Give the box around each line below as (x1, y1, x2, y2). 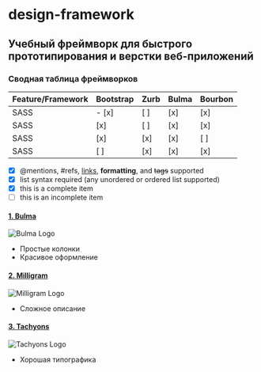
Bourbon (200, 93, 234, 104)
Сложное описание (19, 303, 85, 313)
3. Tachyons (8, 322, 50, 332)
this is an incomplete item (19, 192, 104, 203)
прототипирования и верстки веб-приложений (8, 49, 255, 63)
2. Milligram (8, 271, 48, 280)
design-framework (8, 6, 134, 24)
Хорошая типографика (19, 355, 96, 364)
